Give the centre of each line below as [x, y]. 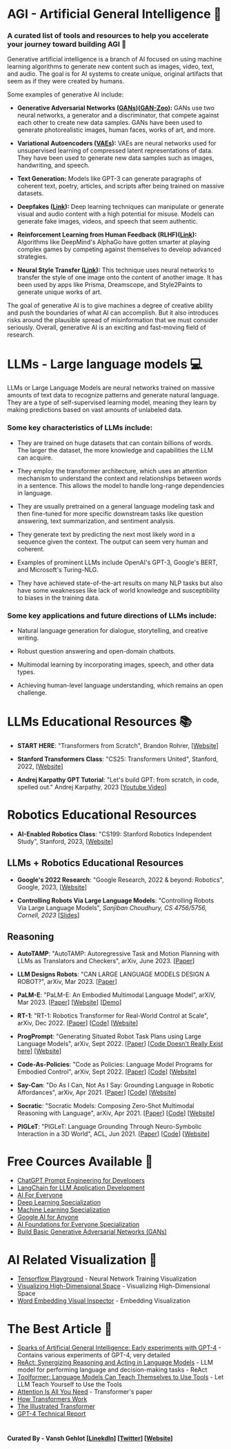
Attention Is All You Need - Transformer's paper [85, 1392]
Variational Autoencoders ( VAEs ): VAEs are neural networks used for [117, 144]
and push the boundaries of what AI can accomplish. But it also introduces [113, 313]
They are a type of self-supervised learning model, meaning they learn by [112, 402]
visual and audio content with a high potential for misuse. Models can [115, 214]
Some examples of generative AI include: [66, 95]
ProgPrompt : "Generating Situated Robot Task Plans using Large [109, 1036]
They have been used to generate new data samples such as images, [115, 158]
